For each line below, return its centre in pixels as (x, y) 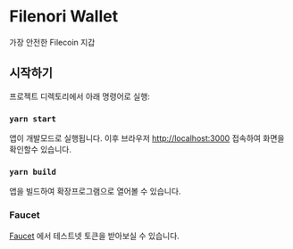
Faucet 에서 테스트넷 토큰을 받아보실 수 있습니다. (95, 236)
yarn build (33, 172)
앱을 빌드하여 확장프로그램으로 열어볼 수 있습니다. (95, 191)
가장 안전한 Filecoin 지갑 (52, 42)
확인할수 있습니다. (41, 150)
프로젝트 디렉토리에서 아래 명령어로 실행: (80, 96)
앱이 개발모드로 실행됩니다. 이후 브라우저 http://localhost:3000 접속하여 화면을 (147, 138)
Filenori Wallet (64, 17)
